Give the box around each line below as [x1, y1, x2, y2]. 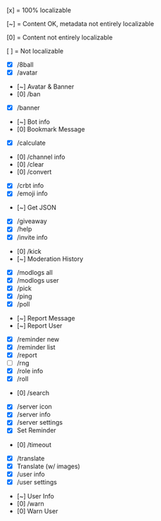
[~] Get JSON [16, 203, 57, 212]
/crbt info [16, 181, 44, 190]
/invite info [16, 233, 48, 241]
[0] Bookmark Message [16, 125, 85, 134]
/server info [16, 411, 51, 419]
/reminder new [16, 335, 60, 343]
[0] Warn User [16, 506, 58, 515]
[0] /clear [16, 160, 44, 169]
